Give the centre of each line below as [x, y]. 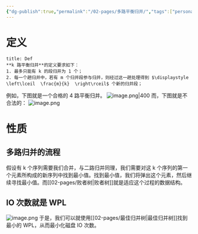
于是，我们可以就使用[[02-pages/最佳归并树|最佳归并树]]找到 [113, 218]
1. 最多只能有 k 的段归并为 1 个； [44, 71]
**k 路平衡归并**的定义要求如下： [43, 65]
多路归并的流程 [33, 152]
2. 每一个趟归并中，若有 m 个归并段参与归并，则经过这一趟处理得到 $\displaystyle [98, 77]
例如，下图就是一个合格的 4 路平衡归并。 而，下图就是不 [97, 95]
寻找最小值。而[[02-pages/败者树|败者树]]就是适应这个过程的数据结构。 [98, 182]
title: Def [19, 59]
